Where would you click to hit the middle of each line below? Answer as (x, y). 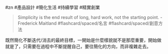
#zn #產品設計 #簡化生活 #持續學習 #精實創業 (53, 7)
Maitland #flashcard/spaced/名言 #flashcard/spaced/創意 (99, 23)
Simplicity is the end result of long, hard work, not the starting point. (88, 17)
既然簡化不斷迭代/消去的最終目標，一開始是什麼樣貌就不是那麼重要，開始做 (83, 40)
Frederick (27, 23)
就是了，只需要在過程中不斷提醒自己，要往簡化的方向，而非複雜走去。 (78, 46)
